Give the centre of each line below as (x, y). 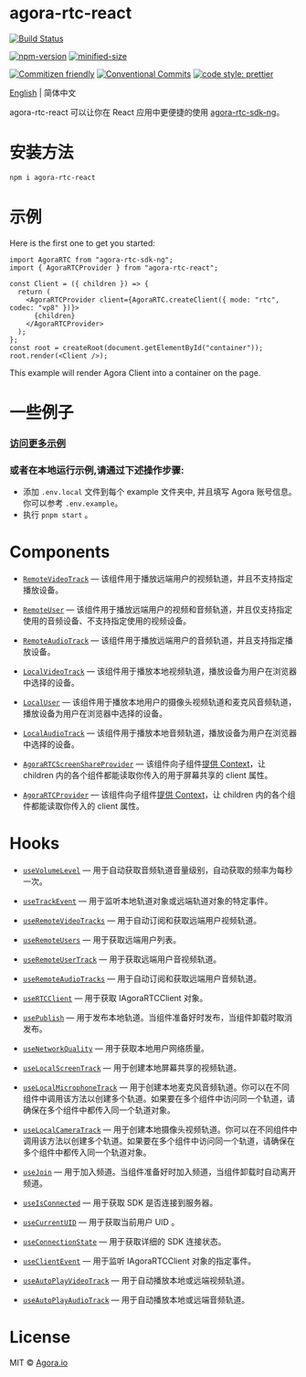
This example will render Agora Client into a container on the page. (135, 372)
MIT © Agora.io (39, 1362)
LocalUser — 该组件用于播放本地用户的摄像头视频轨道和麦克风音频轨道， (159, 702)
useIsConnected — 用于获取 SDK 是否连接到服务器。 (120, 1202)
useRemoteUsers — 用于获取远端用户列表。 (101, 939)
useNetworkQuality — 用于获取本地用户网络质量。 (116, 1048)
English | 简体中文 (43, 92)
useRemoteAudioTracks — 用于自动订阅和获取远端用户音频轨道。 (142, 978)
